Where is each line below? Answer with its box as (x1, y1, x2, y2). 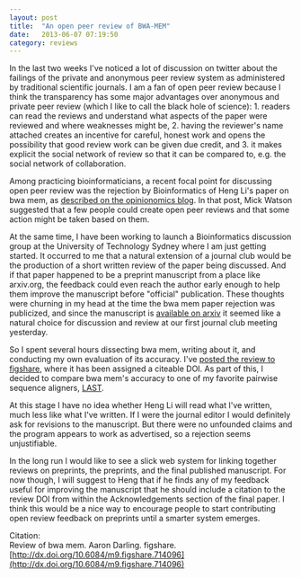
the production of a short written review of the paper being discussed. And (9, 260, 287, 271)
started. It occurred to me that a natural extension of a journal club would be (9, 251, 292, 262)
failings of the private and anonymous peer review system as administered (9, 73, 286, 84)
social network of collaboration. (9, 158, 127, 169)
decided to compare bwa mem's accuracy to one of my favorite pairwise (9, 373, 279, 384)
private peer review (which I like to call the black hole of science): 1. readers (9, 101, 290, 112)
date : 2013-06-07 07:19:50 (9, 30, 119, 39)
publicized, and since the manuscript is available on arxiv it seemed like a (9, 307, 281, 319)
